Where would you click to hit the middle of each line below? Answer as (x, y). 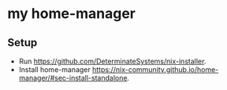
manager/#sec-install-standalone (73, 78)
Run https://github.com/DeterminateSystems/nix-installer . (112, 61)
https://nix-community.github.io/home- (156, 70)
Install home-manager (55, 70)
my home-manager (71, 14)
